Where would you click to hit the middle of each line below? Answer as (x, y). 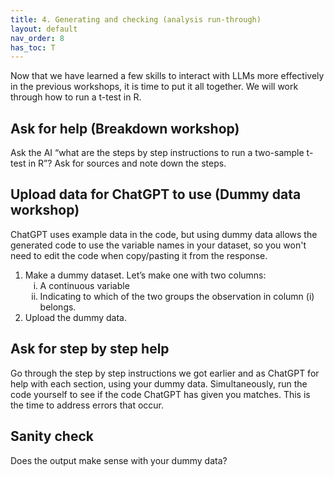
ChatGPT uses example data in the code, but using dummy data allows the (164, 234)
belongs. (58, 307)
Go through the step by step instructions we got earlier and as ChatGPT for (165, 373)
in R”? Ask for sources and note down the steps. (127, 163)
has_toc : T (33, 47)
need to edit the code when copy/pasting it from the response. (139, 255)
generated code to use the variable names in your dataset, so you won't (158, 245)
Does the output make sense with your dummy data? (119, 460)
